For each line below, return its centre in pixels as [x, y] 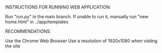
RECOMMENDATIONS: [28, 31]
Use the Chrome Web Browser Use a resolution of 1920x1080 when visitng [81, 41]
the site [13, 46]
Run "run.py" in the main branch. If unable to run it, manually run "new [77, 16]
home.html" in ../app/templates [37, 22]
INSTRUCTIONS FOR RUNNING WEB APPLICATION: [58, 7]
